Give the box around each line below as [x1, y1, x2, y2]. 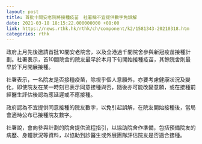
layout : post [6, 8, 39, 15]
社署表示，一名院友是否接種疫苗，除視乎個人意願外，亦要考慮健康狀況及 [6, 76, 185, 83]
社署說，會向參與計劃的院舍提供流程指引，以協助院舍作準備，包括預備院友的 [6, 124, 196, 131]
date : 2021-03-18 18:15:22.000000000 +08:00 [6, 20, 120, 26]
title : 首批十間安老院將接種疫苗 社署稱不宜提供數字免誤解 [6, 14, 137, 20]
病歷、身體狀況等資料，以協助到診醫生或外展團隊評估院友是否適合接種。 [6, 131, 185, 139]
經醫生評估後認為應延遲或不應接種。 [6, 91, 96, 98]
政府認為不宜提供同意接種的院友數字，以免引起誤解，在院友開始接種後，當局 [6, 104, 196, 111]
